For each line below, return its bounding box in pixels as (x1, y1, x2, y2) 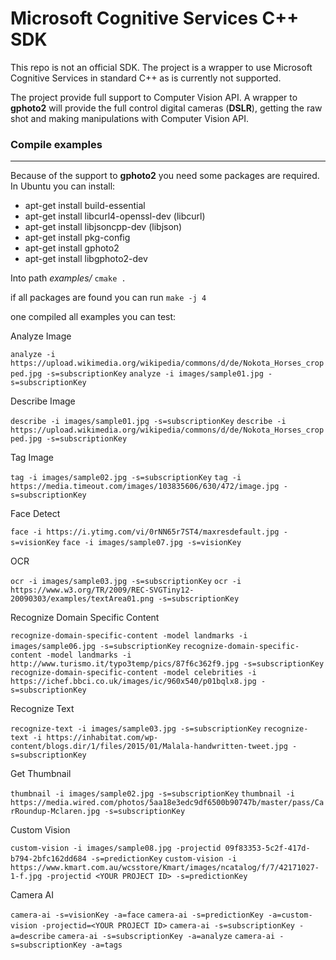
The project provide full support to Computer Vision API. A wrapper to (10, 91, 298, 103)
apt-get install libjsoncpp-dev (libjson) (24, 221, 183, 233)
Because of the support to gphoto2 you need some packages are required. (10, 170, 320, 182)
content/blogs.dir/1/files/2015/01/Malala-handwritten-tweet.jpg (10, 742, 288, 752)
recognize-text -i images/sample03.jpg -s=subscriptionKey (10, 724, 262, 734)
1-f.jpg (10, 872, 43, 882)
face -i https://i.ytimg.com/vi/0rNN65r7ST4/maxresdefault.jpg (10, 527, 280, 537)
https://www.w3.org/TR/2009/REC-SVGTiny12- (10, 585, 195, 596)
